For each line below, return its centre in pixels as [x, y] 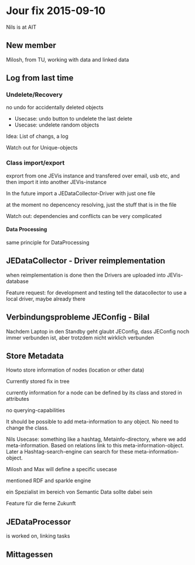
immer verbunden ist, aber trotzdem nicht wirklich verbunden [80, 338]
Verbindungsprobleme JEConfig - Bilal [78, 317]
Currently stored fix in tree [38, 382]
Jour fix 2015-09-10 [56, 11]
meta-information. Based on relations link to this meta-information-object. [95, 445]
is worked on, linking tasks [38, 536]
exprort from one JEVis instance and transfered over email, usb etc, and [93, 176]
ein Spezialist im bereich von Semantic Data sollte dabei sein [79, 492]
